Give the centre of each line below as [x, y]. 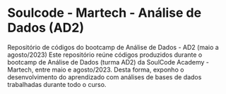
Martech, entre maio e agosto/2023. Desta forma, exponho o [96, 69]
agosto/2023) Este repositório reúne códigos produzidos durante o [105, 55]
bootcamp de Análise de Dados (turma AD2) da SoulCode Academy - [108, 62]
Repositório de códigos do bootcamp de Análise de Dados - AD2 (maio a [113, 47]
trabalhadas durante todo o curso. [57, 84]
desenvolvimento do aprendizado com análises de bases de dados [105, 77]
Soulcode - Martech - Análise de [105, 13]
